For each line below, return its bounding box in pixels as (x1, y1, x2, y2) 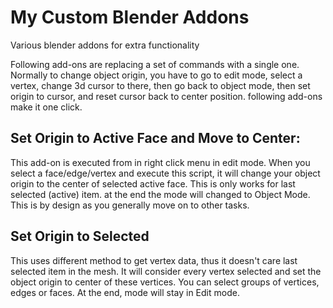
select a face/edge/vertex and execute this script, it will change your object (10, 167, 321, 179)
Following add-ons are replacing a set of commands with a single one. (10, 58, 300, 70)
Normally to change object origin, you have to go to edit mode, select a (10, 69, 303, 81)
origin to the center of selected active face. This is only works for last (10, 177, 296, 190)
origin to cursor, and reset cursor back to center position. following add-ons (10, 90, 323, 102)
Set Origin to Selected (10, 228, 150, 245)
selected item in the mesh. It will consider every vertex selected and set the (10, 265, 322, 277)
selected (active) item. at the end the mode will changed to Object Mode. (10, 188, 311, 200)
